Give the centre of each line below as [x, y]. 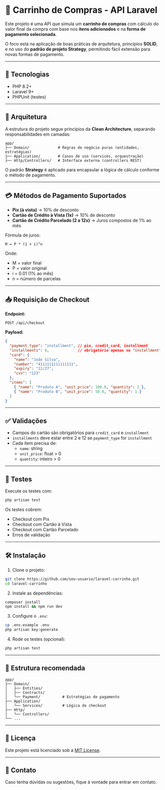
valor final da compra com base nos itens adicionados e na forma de [75, 29]
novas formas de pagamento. [35, 54]
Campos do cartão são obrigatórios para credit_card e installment [81, 433]
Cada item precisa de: [34, 443]
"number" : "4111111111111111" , [46, 364]
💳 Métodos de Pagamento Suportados [66, 195]
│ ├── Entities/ [24, 688]
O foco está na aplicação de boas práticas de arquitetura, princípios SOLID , [82, 43]
